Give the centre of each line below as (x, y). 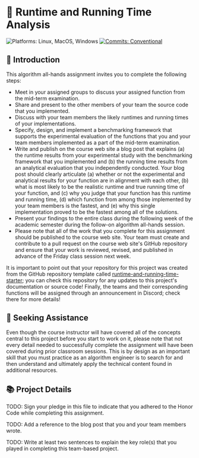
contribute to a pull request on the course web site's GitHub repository (101, 244)
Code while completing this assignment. (55, 413)
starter (14, 280)
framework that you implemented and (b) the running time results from (101, 161)
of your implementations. (45, 124)
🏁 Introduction (33, 60)
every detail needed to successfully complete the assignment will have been (99, 345)
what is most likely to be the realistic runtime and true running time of (99, 187)
